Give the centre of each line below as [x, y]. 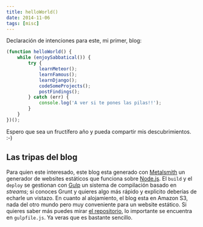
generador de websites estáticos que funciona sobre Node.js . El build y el [99, 178]
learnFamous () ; [58, 74]
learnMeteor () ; [58, 69]
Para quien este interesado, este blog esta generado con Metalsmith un [96, 172]
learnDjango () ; [58, 80]
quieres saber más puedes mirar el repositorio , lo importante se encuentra [99, 211]
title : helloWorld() [33, 12]
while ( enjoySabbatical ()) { [54, 58]
